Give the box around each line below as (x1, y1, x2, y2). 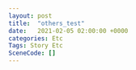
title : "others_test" (8, 19, 85, 27)
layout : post (8, 11, 53, 20)
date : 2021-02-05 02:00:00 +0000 (8, 27, 129, 35)
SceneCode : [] (8, 49, 57, 57)
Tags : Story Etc (8, 42, 63, 50)
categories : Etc (8, 34, 63, 43)
